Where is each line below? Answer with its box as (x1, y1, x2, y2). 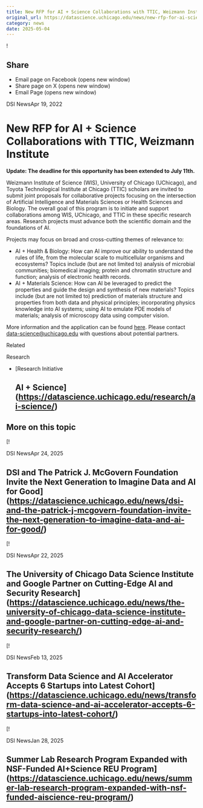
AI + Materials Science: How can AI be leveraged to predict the (14, 279, 172, 287)
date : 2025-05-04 (6, 25, 50, 32)
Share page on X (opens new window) (14, 82, 111, 90)
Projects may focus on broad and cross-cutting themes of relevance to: (6, 236, 184, 243)
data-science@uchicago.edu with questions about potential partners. (6, 330, 179, 337)
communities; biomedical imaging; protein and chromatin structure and (14, 267, 192, 274)
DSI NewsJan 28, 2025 (6, 737, 64, 744)
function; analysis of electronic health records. (14, 273, 132, 280)
